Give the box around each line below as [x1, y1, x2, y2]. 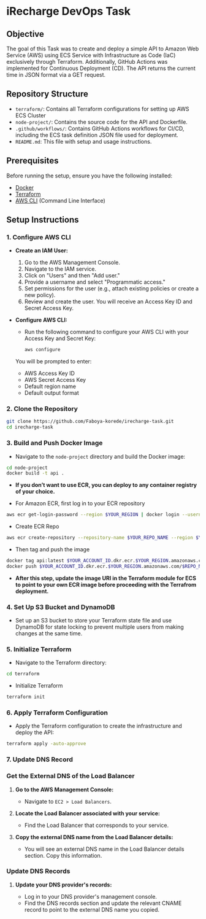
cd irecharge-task [6, 424, 53, 430]
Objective [6, 29, 45, 39]
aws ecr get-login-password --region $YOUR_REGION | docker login [6, 511, 180, 518]
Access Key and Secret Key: [24, 335, 96, 342]
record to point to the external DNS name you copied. [24, 905, 160, 913]
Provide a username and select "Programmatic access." [24, 278, 166, 286]
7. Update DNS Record [6, 755, 74, 764]
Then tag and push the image [15, 546, 90, 553]
